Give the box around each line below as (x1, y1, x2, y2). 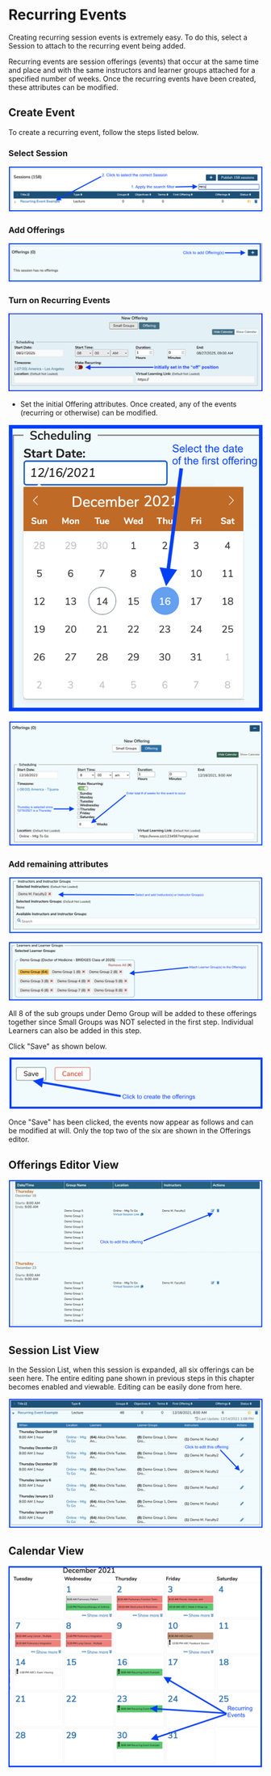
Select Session (8, 147, 69, 158)
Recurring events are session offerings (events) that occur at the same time (8, 57, 260, 66)
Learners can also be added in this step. (8, 1025, 142, 1036)
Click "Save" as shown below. (8, 1041, 107, 1051)
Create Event (8, 106, 75, 120)
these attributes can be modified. (8, 82, 119, 92)
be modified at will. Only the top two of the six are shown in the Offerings (8, 1126, 252, 1136)
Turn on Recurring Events (8, 295, 110, 306)
